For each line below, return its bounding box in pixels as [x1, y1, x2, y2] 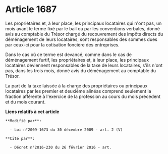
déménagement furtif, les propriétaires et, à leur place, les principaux [5, 57, 149, 63]
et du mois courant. [5, 98, 46, 105]
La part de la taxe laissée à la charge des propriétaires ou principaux [5, 82, 148, 89]
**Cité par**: [5, 136, 35, 141]
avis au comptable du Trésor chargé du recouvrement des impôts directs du [5, 31, 163, 37]
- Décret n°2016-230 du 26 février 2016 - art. [10, 145, 112, 150]
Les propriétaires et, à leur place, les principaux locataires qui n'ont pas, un [5, 20, 162, 26]
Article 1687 [5, 4, 57, 15]
